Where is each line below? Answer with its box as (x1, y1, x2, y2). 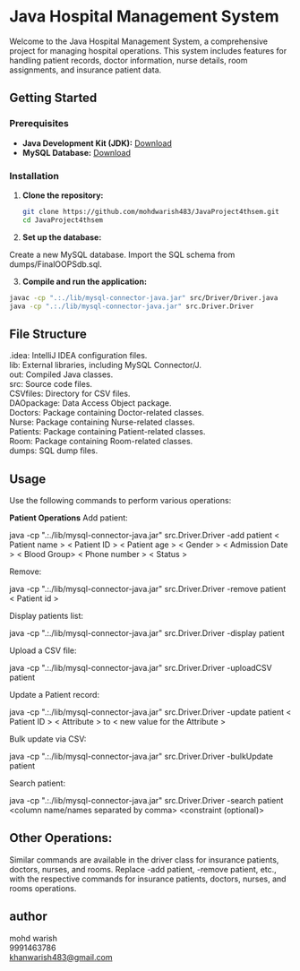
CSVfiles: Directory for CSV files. (9, 388, 131, 400)
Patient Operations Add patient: (9, 512, 128, 523)
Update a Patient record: (9, 690, 100, 700)
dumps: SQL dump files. (9, 445, 99, 456)
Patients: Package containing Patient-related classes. (9, 426, 206, 437)
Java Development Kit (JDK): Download (21, 137, 173, 149)
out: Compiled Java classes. (9, 369, 114, 380)
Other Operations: (9, 830, 113, 846)
